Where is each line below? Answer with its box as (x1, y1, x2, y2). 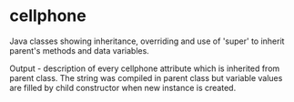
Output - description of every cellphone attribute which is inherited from (9, 63, 280, 74)
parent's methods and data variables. (9, 45, 150, 56)
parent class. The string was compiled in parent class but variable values (9, 72, 283, 83)
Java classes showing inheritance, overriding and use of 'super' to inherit (9, 36, 285, 46)
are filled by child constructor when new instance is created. (9, 82, 237, 93)
